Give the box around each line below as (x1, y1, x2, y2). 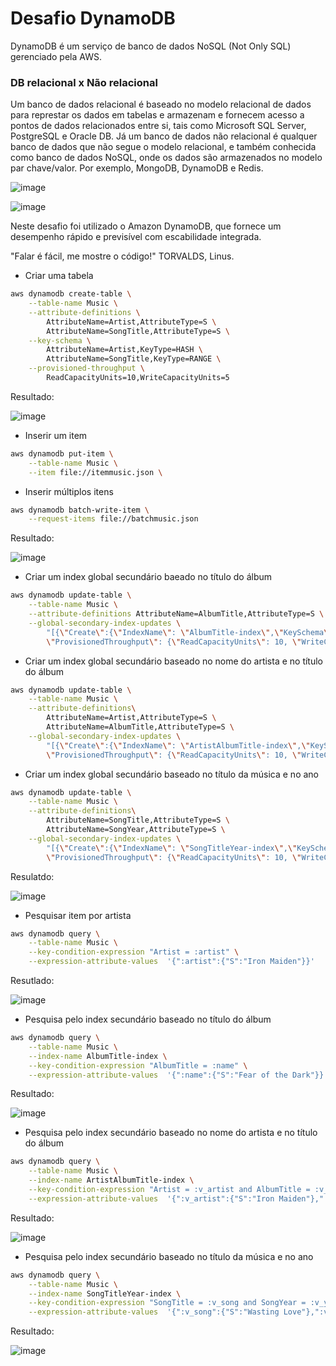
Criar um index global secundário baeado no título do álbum (24, 571, 273, 583)
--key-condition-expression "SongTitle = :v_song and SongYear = (28, 1298, 307, 1308)
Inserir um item (24, 429, 88, 441)
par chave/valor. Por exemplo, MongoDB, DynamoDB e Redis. (10, 162, 264, 174)
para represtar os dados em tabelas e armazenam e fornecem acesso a (10, 109, 305, 121)
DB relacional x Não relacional (10, 75, 158, 89)
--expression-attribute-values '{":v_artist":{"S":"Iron (28, 1193, 275, 1204)
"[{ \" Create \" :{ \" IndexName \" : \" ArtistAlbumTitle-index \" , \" (46, 740, 311, 751)
